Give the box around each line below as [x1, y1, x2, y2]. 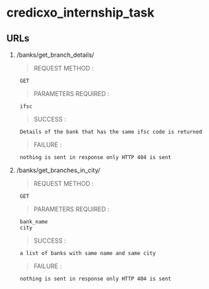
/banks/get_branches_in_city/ [16, 166, 101, 174]
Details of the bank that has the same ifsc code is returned [19, 129, 203, 136]
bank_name [19, 218, 48, 225]
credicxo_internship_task [6, 5, 155, 21]
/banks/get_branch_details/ [16, 50, 94, 59]
